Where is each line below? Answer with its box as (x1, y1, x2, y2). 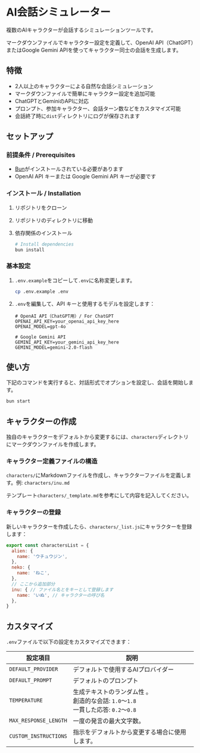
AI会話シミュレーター (6, 5, 111, 19)
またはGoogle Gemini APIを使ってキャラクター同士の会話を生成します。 (6, 46, 182, 54)
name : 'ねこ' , (17, 570, 50, 576)
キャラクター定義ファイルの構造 (6, 457, 98, 466)
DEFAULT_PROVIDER (9, 666, 58, 673)
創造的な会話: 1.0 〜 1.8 (73, 697, 137, 705)
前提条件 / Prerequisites (6, 151, 76, 159)
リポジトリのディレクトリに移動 (14, 216, 93, 224)
